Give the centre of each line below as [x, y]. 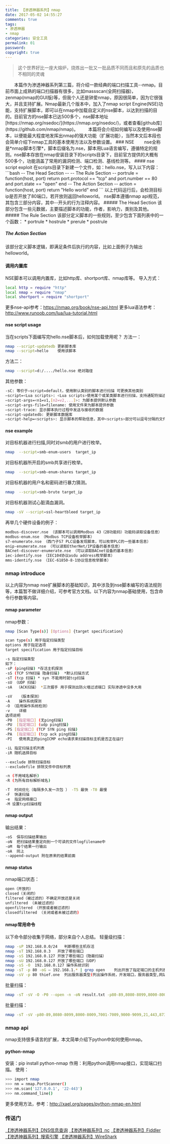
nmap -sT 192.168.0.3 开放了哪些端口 [45, 951]
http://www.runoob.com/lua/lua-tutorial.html [51, 313]
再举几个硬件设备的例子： [32, 522]
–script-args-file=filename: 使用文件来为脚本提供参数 [60, 405]
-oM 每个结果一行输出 [26, 846]
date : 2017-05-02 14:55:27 [34, 15]
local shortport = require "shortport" [47, 297]
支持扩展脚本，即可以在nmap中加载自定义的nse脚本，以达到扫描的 [83, 110]
